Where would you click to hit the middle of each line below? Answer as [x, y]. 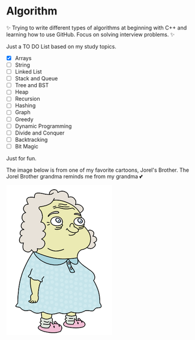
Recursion [27, 99]
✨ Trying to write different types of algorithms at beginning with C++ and [97, 28]
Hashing [25, 106]
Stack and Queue [36, 79]
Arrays [23, 58]
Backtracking [31, 139]
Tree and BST [32, 85]
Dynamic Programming [43, 126]
